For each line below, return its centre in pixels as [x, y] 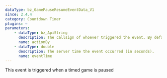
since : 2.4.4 [19, 14]
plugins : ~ [16, 24]
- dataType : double [34, 47]
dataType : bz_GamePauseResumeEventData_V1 [50, 10]
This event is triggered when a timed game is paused [59, 70]
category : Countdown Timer [33, 19]
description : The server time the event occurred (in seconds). [86, 51]
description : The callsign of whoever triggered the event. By [85, 38]
